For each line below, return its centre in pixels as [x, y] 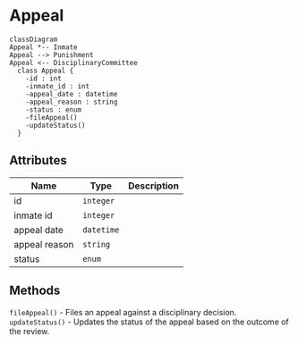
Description [153, 186]
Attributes [38, 160]
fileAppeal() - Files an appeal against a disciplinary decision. [123, 312]
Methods [35, 291]
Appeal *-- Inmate [43, 47]
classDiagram [34, 39]
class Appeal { [46, 71]
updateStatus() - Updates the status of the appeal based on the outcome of [149, 322]
